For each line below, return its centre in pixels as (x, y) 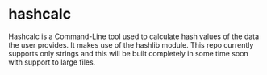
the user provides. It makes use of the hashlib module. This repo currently (131, 44)
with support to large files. (52, 62)
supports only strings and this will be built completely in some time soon (128, 53)
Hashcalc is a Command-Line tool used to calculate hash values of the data (134, 36)
